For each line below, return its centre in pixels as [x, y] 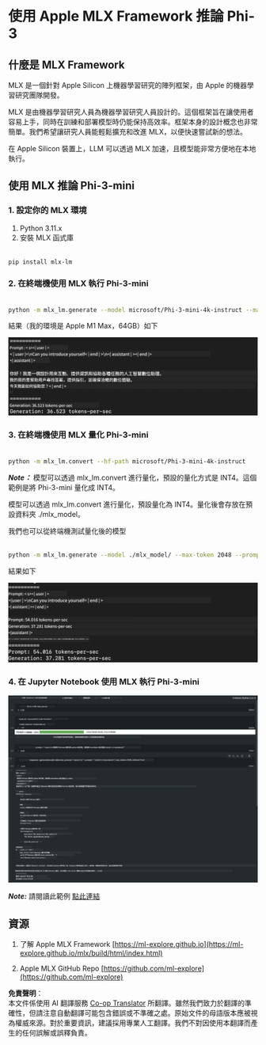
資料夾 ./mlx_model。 [49, 514]
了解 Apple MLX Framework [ [67, 944]
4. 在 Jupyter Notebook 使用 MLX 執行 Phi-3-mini [104, 682]
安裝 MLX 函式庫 [46, 237]
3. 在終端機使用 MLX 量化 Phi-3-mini [78, 435]
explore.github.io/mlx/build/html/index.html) [91, 953]
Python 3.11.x [41, 228]
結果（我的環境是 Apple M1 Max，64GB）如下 [83, 326]
